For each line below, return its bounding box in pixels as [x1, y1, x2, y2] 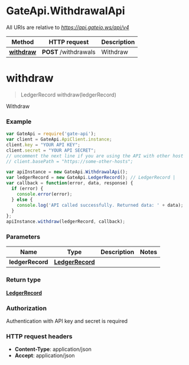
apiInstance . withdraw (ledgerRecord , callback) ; [6, 219, 126, 225]
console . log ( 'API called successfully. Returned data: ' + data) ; [17, 202, 184, 208]
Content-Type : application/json [14, 345, 92, 353]
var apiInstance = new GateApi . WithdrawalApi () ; [6, 169, 128, 175]
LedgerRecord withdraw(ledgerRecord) [20, 91, 117, 98]
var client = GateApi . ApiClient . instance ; [6, 136, 112, 143]
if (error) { [11, 185, 44, 192]
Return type [6, 276, 41, 284]
